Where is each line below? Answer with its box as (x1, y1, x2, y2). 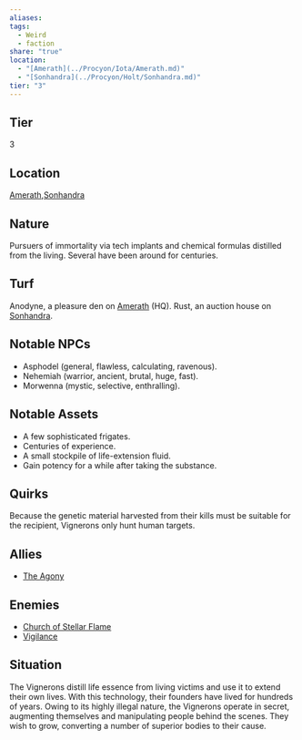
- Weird (17, 30, 47, 39)
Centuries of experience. (22, 440, 116, 451)
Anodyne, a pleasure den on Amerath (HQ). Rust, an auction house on (9, 300, 271, 311)
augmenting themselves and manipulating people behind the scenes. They (9, 710, 289, 721)
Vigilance (22, 631, 58, 642)
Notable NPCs (9, 336, 91, 352)
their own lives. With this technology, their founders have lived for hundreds (9, 691, 294, 702)
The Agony (22, 570, 65, 581)
